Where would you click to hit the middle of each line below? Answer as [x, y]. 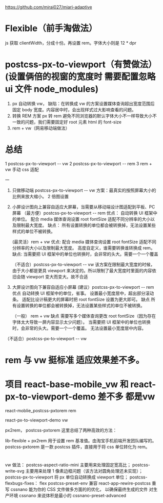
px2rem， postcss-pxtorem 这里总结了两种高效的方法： [61, 430]
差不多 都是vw [126, 397]
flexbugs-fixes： [22, 483]
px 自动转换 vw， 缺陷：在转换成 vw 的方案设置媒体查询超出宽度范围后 [83, 103]
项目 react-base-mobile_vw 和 [67, 385]
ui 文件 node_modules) [52, 89]
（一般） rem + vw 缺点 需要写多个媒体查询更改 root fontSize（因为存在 [84, 316]
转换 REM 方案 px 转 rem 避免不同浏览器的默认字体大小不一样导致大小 [82, 116]
